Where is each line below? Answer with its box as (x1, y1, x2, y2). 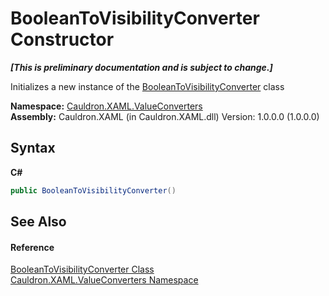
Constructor (10, 28, 115, 51)
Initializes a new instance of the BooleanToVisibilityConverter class (10, 80, 285, 92)
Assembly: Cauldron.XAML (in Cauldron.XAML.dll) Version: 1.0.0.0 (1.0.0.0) (10, 110, 320, 122)
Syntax (10, 140, 56, 157)
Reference (10, 241, 55, 253)
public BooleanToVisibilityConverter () (10, 185, 177, 196)
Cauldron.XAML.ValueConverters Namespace (10, 274, 199, 286)
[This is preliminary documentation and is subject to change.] (10, 61, 273, 73)
